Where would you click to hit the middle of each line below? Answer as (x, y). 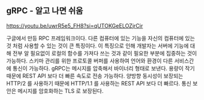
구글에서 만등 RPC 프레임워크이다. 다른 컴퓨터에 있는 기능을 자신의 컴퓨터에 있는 (101, 38)
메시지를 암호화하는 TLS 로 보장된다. (60, 91)
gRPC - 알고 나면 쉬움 (45, 11)
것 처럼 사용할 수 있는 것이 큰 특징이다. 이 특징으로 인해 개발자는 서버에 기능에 (98, 45)
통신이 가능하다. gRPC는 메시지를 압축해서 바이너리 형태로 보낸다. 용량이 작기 (104, 68)
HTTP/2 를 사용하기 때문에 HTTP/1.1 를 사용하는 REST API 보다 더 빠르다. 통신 (99, 83)
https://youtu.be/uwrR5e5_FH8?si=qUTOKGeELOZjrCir (75, 25)
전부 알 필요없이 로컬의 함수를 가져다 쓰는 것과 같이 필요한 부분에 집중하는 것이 (105, 53)
